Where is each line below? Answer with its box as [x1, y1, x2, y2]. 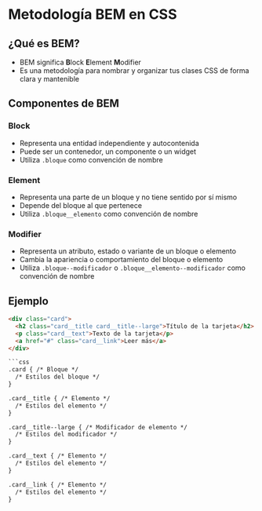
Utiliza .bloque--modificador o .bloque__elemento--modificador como [19, 263, 246, 272]
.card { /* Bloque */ [8, 366, 79, 374]
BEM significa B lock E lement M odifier [19, 57, 141, 67]
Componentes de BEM [8, 97, 120, 111]
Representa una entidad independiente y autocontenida [19, 138, 199, 148]
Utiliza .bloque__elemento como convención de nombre [19, 209, 198, 218]
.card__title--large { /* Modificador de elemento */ [8, 423, 188, 431]
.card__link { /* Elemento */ [8, 480, 107, 488]
